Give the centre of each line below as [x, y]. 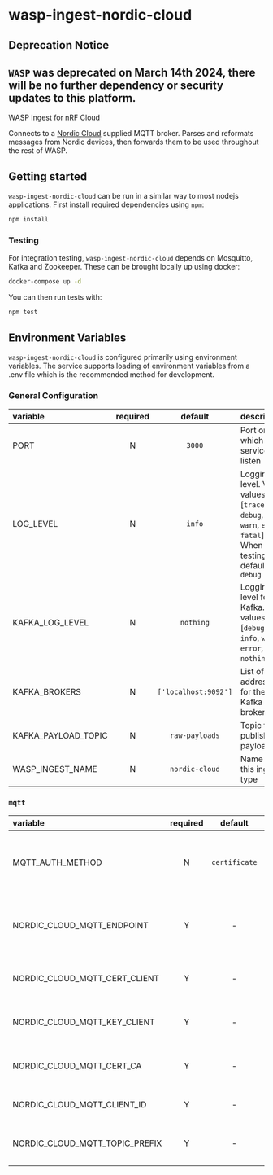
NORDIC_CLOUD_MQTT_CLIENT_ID [80, 1104]
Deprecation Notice [59, 45]
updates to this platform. [72, 98]
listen [251, 461]
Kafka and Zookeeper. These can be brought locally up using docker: [124, 267]
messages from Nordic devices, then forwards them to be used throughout [134, 142]
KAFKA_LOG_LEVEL [51, 623]
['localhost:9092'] [195, 692]
